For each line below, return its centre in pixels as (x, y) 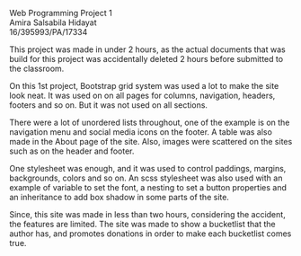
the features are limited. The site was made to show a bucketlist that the (142, 224)
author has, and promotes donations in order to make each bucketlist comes (150, 234)
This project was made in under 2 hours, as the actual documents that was (147, 49)
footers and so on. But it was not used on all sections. (109, 105)
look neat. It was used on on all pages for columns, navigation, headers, (142, 95)
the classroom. (37, 68)
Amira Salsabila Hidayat (53, 22)
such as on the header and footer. (72, 151)
